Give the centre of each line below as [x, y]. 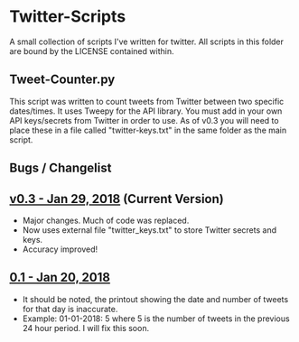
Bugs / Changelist [61, 168]
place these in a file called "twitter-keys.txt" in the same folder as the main [148, 130]
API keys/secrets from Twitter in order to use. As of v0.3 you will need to [144, 120]
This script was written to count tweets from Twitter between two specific [147, 101]
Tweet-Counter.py [62, 80]
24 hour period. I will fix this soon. [86, 328]
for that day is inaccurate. [70, 309]
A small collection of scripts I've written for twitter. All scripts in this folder [147, 42]
